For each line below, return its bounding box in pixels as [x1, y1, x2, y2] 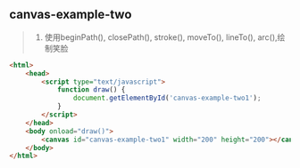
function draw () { [56, 85, 126, 94]
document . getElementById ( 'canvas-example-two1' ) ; [72, 93, 262, 103]
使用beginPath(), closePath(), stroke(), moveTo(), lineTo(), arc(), [44, 31, 279, 43]
